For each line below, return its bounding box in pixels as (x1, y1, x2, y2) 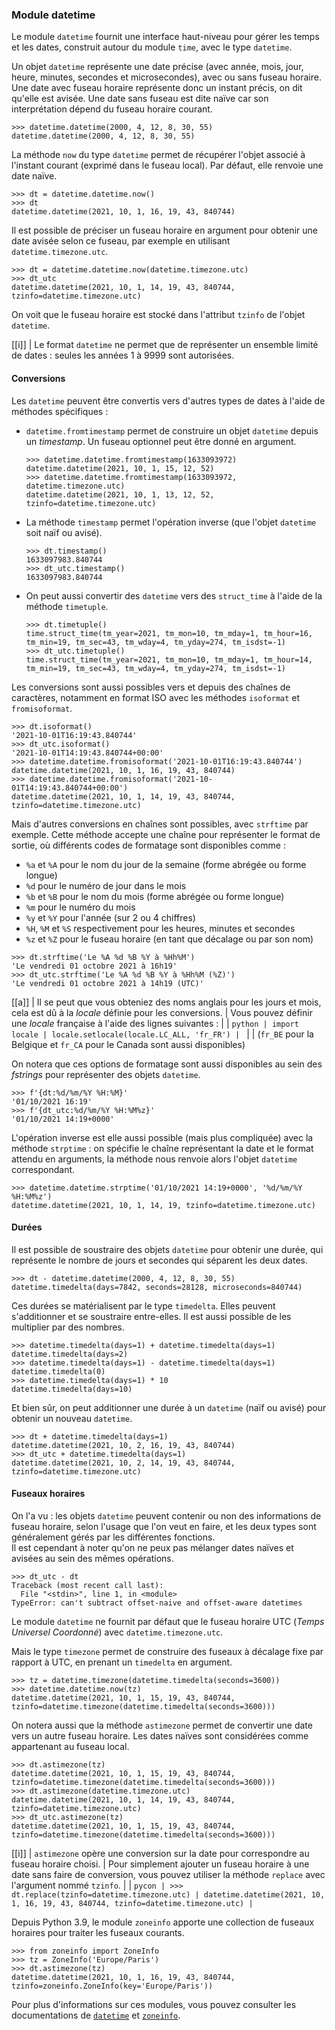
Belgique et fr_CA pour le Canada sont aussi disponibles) (11, 1038, 246, 1050)
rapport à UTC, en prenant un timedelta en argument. (11, 1656, 233, 1668)
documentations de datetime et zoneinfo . (11, 2009, 181, 2021)
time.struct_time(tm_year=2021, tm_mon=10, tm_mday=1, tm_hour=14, (25, 654, 313, 665)
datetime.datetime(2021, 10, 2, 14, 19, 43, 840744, (11, 1458, 236, 1468)
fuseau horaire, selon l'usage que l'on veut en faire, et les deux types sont (11, 1520, 317, 1532)
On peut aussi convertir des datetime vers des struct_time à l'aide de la (25, 589, 323, 602)
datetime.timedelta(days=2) (11, 1349, 129, 1359)
